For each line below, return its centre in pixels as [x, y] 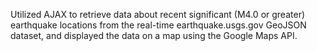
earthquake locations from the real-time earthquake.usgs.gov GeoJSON [158, 25]
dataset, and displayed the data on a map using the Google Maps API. [154, 35]
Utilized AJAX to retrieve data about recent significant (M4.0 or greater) [158, 14]
